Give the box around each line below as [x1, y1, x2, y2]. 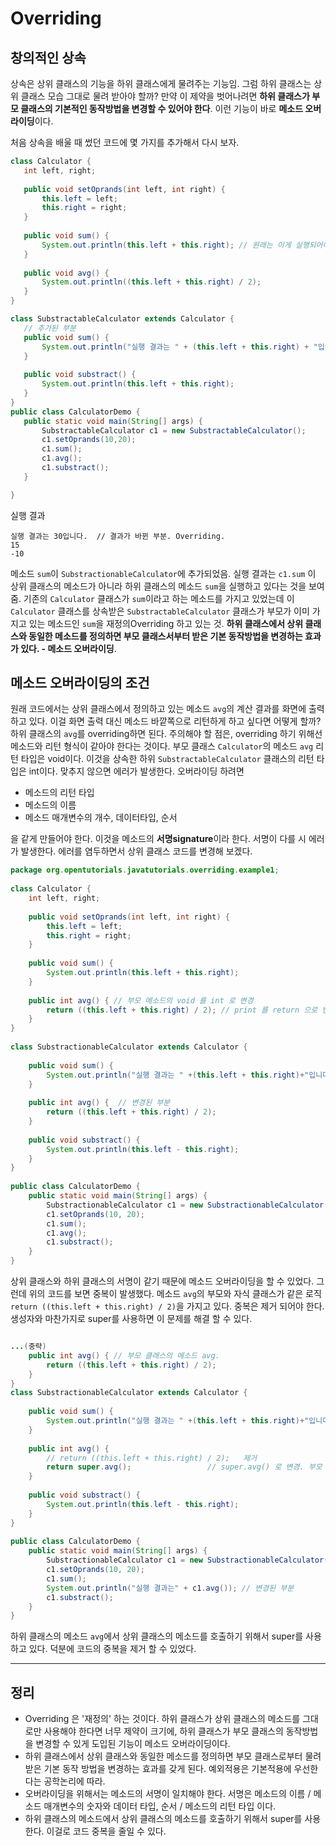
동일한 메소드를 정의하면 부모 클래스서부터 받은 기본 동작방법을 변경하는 [28, 630, 303, 642]
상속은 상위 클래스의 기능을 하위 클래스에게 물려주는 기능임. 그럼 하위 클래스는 [10, 78, 312, 89]
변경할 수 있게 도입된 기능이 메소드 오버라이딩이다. [35, 1738, 231, 1750]
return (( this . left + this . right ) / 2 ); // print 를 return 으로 [46, 1005, 318, 1015]
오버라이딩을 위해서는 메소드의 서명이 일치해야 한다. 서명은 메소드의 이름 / [24, 1788, 312, 1800]
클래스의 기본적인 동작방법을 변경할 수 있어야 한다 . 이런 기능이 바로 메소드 [20, 103, 304, 114]
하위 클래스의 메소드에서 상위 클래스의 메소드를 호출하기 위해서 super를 [24, 1813, 303, 1825]
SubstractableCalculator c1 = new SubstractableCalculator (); [41, 425, 307, 436]
